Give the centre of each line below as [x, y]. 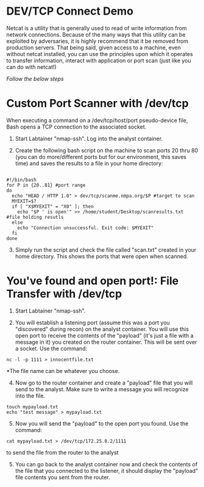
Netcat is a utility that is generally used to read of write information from [97, 28]
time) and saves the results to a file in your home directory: [89, 163]
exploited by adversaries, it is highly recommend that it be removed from [97, 41]
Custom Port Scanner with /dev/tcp [97, 103]
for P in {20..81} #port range [46, 185]
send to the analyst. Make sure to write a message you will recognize [102, 389]
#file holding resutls [35, 217]
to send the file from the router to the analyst [62, 452]
